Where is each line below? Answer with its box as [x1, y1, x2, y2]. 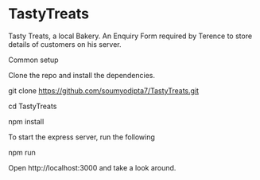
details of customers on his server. [8, 39, 122, 49]
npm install [8, 116, 45, 126]
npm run [8, 147, 36, 157]
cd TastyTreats [8, 101, 57, 111]
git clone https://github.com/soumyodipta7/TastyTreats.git [8, 85, 200, 96]
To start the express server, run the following [8, 132, 155, 142]
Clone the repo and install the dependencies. [8, 70, 156, 80]
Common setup [8, 55, 59, 65]
